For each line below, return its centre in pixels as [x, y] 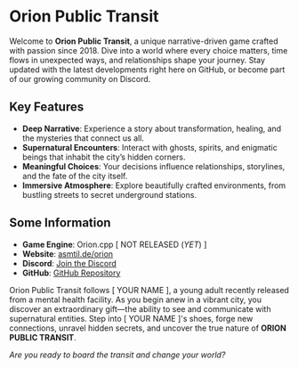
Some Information [60, 223]
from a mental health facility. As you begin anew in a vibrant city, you [136, 299]
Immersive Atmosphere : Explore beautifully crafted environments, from [154, 185]
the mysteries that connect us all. [83, 138]
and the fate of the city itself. [75, 176]
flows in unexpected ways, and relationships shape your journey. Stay [137, 60]
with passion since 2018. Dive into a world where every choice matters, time [149, 50]
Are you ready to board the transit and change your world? [117, 355]
